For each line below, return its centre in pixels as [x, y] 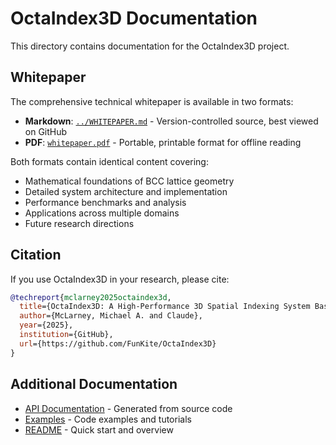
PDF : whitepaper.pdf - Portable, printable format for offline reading [163, 142]
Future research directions [79, 223]
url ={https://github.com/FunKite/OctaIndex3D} [118, 343]
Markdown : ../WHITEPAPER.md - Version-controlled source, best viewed [171, 121]
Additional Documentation [94, 384]
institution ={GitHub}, [66, 335]
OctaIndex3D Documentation [134, 18]
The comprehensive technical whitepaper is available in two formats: [152, 101]
